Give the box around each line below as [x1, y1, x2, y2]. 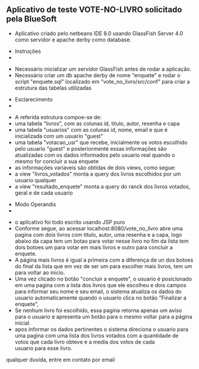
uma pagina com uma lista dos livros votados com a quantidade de [14, 332, 179, 339]
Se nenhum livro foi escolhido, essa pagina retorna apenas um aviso [14, 307, 182, 314]
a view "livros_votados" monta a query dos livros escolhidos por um [14, 170, 181, 177]
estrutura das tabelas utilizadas [14, 84, 92, 91]
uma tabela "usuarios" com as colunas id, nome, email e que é [14, 126, 168, 133]
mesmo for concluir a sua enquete [14, 157, 99, 165]
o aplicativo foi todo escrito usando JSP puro [14, 218, 125, 225]
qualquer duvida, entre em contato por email [6, 356, 115, 363]
